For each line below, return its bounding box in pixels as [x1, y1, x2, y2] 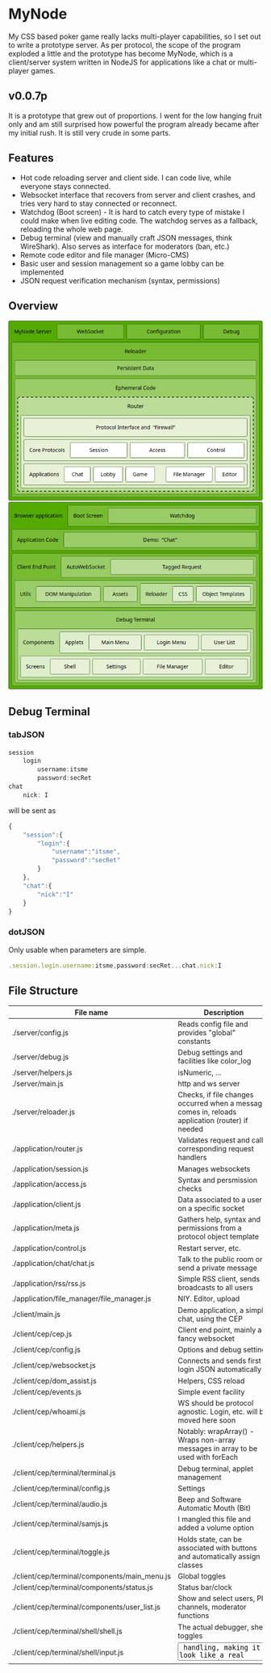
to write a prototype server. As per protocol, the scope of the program [8, 40, 241, 49]
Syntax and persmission [177, 1175, 258, 1185]
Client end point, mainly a [177, 1325, 262, 1335]
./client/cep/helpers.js [11, 1439, 85, 1449]
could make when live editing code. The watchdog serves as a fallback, [19, 216, 258, 225]
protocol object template [177, 1232, 260, 1242]
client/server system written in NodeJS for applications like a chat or [8, 57, 236, 67]
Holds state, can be [177, 1534, 242, 1544]
